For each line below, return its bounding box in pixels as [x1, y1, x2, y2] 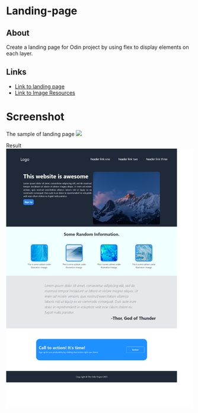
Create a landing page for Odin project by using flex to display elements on [6, 43, 189, 51]
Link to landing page [14, 83, 65, 90]
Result [6, 141, 22, 149]
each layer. [6, 50, 33, 57]
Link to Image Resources [14, 89, 75, 96]
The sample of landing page [6, 130, 75, 137]
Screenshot [6, 110, 65, 123]
